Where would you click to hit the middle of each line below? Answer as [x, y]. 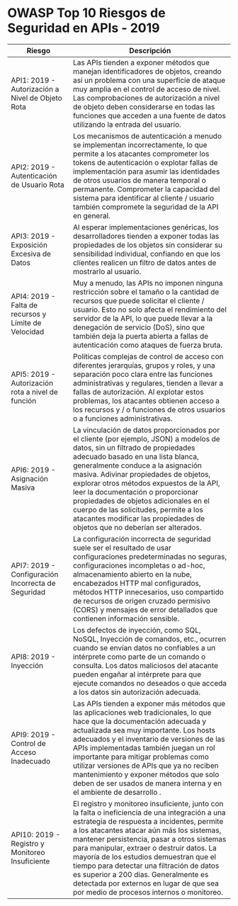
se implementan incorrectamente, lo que [140, 145]
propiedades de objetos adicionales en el [142, 501]
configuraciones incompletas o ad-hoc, [139, 565]
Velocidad [28, 332]
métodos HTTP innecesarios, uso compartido [149, 591]
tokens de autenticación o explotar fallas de [146, 162]
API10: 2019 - [36, 834]
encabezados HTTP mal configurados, [137, 583]
